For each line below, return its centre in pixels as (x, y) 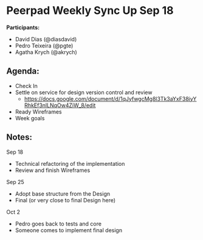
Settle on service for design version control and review (84, 92)
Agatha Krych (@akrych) (46, 52)
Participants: (23, 27)
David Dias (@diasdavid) (46, 39)
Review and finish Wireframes (53, 170)
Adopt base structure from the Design (63, 194)
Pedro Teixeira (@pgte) (44, 46)
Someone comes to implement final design (69, 230)
